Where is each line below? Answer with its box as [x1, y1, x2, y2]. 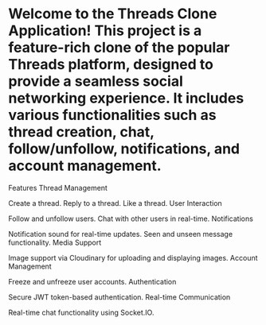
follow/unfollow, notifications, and [8, 140, 241, 158]
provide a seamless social [8, 72, 183, 91]
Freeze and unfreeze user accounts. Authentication [8, 277, 177, 286]
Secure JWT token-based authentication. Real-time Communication [8, 292, 231, 302]
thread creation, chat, [8, 123, 155, 141]
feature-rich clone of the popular [8, 39, 230, 56]
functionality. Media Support [8, 238, 102, 247]
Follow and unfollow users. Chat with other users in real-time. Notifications [8, 214, 253, 223]
